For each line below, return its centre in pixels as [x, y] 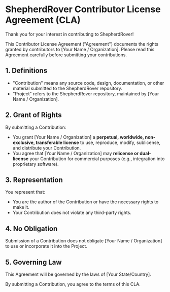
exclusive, [24, 142]
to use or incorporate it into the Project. [46, 246]
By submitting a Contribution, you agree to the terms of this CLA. [73, 284]
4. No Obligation [31, 228]
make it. [21, 207]
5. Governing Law [33, 262]
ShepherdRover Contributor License [83, 9]
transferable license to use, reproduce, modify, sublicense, [98, 142]
